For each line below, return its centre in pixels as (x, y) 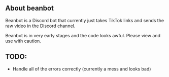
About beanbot (30, 8)
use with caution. (23, 41)
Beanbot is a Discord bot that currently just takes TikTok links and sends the (84, 20)
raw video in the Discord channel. (40, 26)
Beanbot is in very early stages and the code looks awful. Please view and (83, 35)
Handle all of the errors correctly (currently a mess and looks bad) (82, 69)
